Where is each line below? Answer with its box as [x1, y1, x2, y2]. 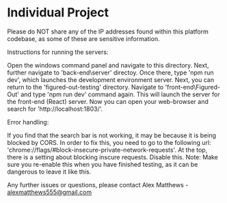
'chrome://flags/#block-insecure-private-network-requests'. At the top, [7, 146, 208, 154]
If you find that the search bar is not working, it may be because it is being [7, 131, 217, 139]
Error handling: [7, 118, 49, 126]
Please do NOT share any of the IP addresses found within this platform [7, 27, 209, 36]
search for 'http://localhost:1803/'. [7, 105, 103, 113]
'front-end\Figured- [165, 83, 221, 91]
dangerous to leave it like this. [7, 167, 92, 176]
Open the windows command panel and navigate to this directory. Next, [7, 61, 209, 69]
